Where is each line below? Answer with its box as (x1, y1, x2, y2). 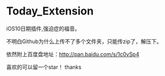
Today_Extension (6, 4, 94, 18)
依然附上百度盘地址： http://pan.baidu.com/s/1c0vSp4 (6, 50, 140, 58)
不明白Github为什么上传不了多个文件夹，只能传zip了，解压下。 (6, 37, 163, 45)
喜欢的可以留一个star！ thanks (6, 63, 82, 71)
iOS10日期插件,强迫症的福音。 (6, 25, 80, 32)
